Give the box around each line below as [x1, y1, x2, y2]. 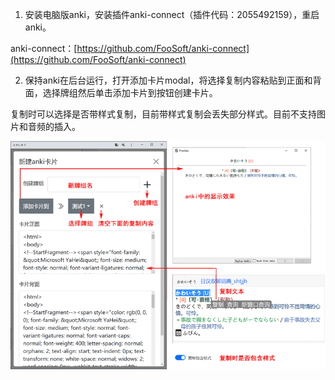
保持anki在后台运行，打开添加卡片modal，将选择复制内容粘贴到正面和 [24, 74, 313, 86]
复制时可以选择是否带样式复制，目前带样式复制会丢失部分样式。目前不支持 [10, 108, 317, 120]
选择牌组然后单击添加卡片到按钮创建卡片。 [42, 87, 218, 98]
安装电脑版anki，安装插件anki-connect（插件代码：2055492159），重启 [24, 9, 320, 20]
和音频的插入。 [18, 121, 81, 132]
